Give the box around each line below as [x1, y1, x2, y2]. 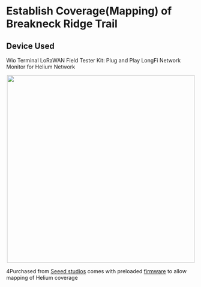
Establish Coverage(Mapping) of [6, 4, 172, 18]
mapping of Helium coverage [6, 274, 78, 281]
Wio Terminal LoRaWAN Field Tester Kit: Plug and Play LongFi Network [6, 57, 181, 64]
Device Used [6, 41, 55, 51]
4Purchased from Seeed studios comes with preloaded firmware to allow [6, 268, 187, 274]
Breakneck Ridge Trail [6, 17, 118, 31]
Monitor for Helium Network [6, 63, 76, 70]
